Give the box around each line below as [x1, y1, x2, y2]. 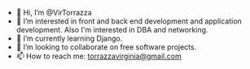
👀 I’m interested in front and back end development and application [15, 16, 242, 26]
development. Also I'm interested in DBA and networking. [15, 25, 208, 34]
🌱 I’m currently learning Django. [15, 33, 123, 43]
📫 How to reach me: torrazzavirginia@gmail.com [15, 51, 182, 61]
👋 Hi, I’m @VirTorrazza [15, 8, 92, 17]
